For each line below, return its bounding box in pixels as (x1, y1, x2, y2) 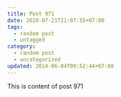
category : (7, 43, 36, 50)
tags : (7, 23, 23, 30)
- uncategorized (13, 56, 61, 63)
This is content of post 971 (7, 82, 84, 90)
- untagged (13, 37, 45, 44)
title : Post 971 (7, 10, 55, 18)
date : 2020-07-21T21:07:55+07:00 (7, 17, 105, 24)
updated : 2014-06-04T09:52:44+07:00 (7, 63, 114, 70)
